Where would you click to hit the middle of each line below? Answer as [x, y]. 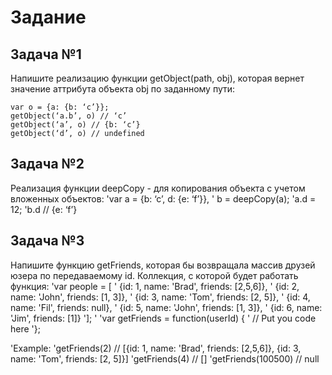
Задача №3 [47, 241]
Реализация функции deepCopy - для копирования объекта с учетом [158, 188]
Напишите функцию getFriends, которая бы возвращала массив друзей [163, 265]
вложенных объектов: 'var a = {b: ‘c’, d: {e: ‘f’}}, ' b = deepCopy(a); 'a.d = [163, 198]
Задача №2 [47, 164]
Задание [48, 17]
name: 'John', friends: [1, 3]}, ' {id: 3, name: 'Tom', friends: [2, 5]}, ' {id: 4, [160, 297]
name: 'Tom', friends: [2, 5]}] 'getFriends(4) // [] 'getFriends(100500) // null [165, 358]
